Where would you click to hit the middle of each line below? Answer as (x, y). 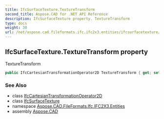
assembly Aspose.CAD (35, 111)
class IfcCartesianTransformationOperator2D (57, 96)
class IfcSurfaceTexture (36, 101)
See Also (16, 85)
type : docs (16, 23)
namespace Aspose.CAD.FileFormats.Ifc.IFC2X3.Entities (69, 106)
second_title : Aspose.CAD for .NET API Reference (57, 14)
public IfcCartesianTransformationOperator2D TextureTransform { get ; (78, 73)
